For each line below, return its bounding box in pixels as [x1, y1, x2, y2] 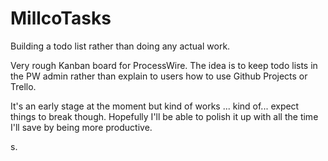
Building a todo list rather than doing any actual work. [10, 40, 231, 52]
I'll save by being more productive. [10, 121, 153, 133]
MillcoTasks [10, 7, 112, 30]
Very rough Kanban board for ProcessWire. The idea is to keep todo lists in [10, 59, 318, 71]
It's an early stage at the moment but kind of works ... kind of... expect [10, 100, 300, 112]
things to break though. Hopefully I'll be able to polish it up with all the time [10, 110, 319, 122]
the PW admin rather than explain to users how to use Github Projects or [10, 70, 308, 82]
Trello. [10, 80, 37, 92]
